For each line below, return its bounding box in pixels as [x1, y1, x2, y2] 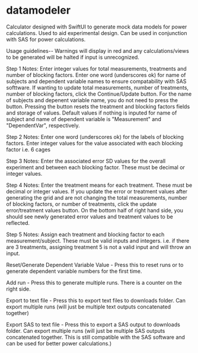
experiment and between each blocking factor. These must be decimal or [6, 164, 186, 171]
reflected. [6, 219, 30, 226]
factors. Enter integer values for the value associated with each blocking [6, 139, 183, 147]
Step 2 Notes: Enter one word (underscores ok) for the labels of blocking [6, 133, 184, 140]
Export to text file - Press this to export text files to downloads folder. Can [6, 297, 186, 304]
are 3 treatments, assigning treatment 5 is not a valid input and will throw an [6, 243, 191, 250]
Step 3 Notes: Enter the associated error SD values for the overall [6, 157, 166, 164]
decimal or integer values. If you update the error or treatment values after [6, 187, 188, 195]
